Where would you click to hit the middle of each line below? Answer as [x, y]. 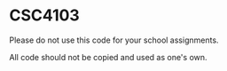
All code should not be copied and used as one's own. [108, 57]
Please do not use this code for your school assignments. [114, 40]
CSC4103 [44, 16]
